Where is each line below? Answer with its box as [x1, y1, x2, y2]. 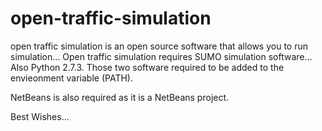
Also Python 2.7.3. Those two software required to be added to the [10, 61, 285, 73]
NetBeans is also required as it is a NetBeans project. [10, 91, 230, 103]
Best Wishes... [10, 110, 70, 122]
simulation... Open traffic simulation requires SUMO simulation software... [10, 50, 313, 62]
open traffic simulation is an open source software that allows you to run [10, 40, 308, 52]
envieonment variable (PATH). [10, 72, 133, 84]
